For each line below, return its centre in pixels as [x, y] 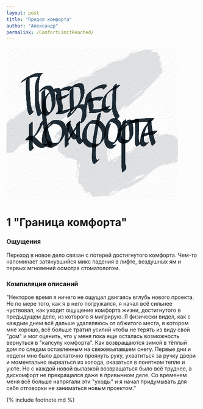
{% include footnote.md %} [41, 400]
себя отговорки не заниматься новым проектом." [71, 388]
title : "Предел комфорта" [39, 19]
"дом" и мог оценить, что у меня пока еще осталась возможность [93, 336]
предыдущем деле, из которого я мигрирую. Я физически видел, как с [98, 317]
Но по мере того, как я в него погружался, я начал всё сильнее [89, 304]
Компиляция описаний [42, 284]
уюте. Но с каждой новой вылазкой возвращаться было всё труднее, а [99, 369]
